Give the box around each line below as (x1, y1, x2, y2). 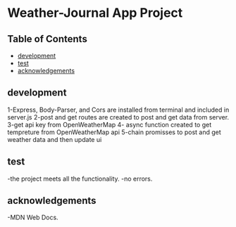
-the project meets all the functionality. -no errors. (7, 174, 153, 183)
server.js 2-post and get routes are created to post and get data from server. (7, 112, 230, 121)
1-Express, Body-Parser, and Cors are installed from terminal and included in (7, 105, 230, 114)
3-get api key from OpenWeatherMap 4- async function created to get (7, 120, 212, 129)
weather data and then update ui (7, 135, 102, 143)
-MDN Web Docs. (7, 213, 58, 222)
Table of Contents (7, 33, 88, 45)
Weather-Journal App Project (7, 5, 183, 21)
